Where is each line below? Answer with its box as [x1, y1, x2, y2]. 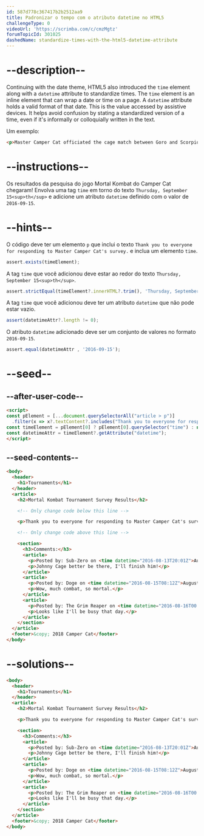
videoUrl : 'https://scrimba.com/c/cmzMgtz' [6, 26, 118, 32]
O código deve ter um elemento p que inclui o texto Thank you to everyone [6, 241, 192, 248]
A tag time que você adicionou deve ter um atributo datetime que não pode [6, 299, 194, 306]
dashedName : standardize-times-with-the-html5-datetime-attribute [6, 37, 178, 43]
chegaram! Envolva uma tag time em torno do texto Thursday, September [6, 186, 188, 193]
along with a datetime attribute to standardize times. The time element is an [6, 89, 195, 97]
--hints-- [6, 220, 53, 234]
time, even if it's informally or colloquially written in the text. [6, 116, 156, 123]
